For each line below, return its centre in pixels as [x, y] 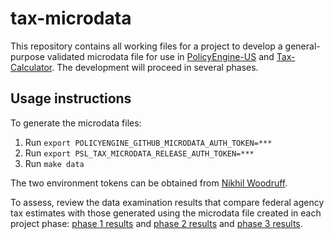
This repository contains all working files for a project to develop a [146, 46]
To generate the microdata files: [76, 123]
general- [302, 46]
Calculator [31, 67]
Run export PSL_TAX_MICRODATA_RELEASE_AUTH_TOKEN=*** [139, 153]
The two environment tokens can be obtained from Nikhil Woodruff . [149, 183]
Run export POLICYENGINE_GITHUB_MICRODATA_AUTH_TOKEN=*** [148, 142]
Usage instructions [71, 98]
